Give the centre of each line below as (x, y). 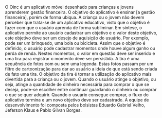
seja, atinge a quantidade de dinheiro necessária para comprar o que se (77, 84)
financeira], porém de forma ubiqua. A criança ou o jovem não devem (75, 17)
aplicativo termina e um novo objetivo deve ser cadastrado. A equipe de (77, 100)
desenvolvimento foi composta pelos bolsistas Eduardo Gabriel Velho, (75, 105)
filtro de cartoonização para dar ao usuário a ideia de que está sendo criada (81, 69)
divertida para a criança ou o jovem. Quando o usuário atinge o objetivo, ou (81, 79)
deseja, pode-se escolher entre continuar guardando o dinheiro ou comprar (81, 90)
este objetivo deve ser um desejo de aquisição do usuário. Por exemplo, (77, 38)
